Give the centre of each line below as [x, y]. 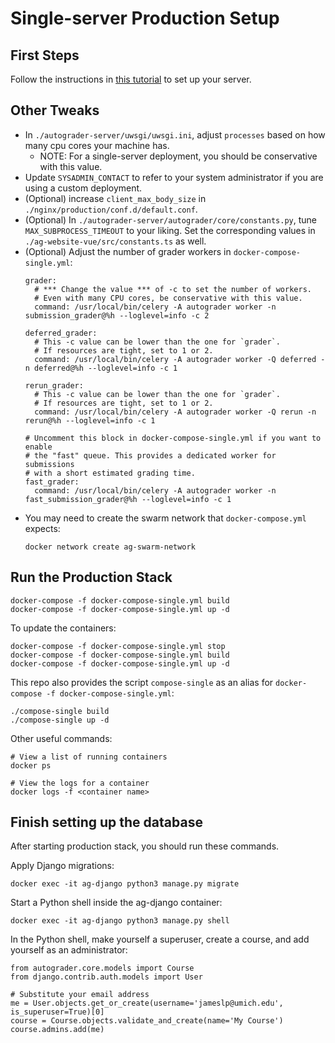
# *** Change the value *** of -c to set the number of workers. [173, 289]
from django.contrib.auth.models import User [106, 977]
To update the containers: [63, 628]
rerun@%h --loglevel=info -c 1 [90, 420]
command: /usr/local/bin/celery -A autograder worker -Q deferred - [180, 359]
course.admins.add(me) [57, 1030]
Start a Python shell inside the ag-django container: [116, 903]
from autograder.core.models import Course [102, 968]
